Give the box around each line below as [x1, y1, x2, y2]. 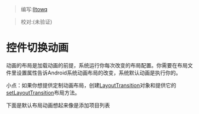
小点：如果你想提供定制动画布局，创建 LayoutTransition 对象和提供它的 [6, 82, 176, 89]
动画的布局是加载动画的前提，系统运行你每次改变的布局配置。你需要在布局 [6, 61, 188, 69]
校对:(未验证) [20, 18, 53, 25]
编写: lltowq [20, 6, 48, 12]
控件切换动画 [6, 41, 69, 55]
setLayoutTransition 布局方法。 [6, 89, 81, 96]
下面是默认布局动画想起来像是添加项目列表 [6, 102, 110, 109]
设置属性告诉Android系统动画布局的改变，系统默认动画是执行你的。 [16, 69, 181, 76]
